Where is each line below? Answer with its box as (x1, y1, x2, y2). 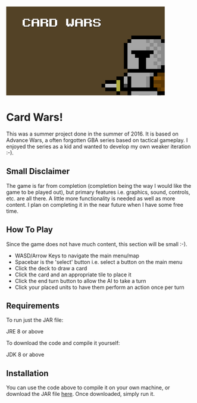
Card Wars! (6, 111, 64, 124)
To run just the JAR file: (6, 316, 64, 324)
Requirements (6, 301, 60, 311)
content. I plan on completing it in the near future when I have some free (6, 201, 183, 208)
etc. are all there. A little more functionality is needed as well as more (6, 194, 176, 202)
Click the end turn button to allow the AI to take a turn (14, 277, 146, 284)
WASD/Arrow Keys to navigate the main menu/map (14, 252, 140, 259)
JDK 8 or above (6, 351, 45, 358)
